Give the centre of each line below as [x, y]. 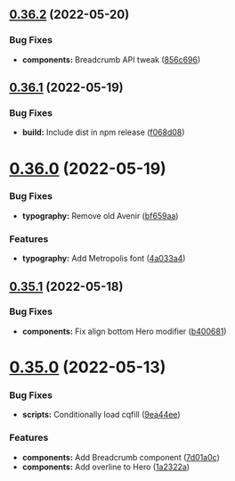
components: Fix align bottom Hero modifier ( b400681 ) [124, 331]
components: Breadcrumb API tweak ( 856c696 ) [111, 59]
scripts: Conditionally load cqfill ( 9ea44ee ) [101, 415]
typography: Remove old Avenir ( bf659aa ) [100, 216]
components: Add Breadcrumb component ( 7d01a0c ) [121, 457]
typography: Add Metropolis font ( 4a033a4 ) [104, 259]
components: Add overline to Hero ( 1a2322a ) [105, 467]
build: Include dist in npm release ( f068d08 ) [103, 132]
